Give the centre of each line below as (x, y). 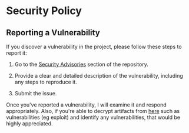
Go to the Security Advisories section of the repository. (81, 64)
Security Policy (44, 11)
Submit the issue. (36, 93)
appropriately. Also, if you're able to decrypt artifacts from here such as (93, 111)
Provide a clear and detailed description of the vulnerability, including (99, 76)
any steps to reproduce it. (46, 82)
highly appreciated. (29, 124)
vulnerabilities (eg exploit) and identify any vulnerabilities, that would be (93, 117)
